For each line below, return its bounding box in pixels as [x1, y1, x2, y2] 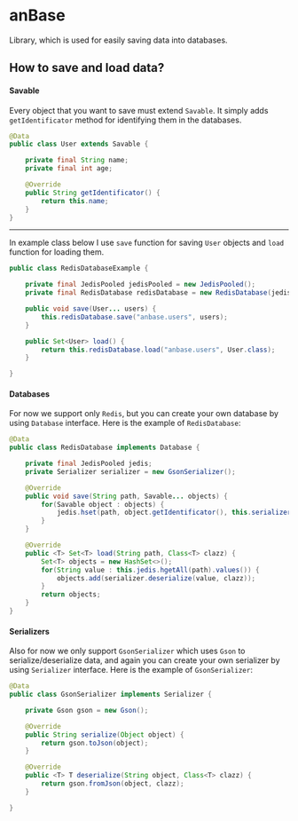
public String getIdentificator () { [25, 188, 161, 197]
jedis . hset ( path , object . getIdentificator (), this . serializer [56, 508, 292, 517]
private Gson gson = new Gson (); [25, 706, 149, 714]
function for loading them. [9, 247, 105, 257]
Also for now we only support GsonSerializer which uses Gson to [9, 645, 246, 657]
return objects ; [41, 590, 101, 599]
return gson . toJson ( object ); [41, 738, 149, 747]
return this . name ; [41, 196, 109, 205]
